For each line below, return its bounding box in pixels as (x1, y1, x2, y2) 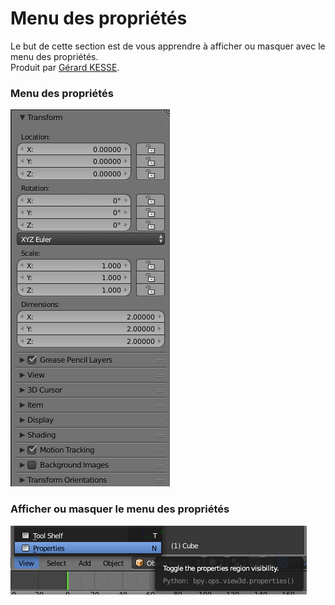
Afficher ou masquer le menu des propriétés (10, 502, 230, 516)
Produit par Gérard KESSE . (10, 61, 120, 73)
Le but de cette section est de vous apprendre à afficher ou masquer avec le (10, 40, 326, 52)
